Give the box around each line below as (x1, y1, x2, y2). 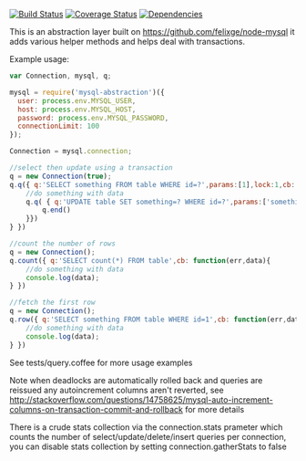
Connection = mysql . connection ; (9, 147, 132, 156)
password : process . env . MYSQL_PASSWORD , (17, 113, 169, 122)
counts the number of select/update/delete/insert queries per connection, (9, 431, 287, 442)
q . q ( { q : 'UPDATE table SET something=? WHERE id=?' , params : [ (25, 197, 267, 206)
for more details (185, 403, 245, 414)
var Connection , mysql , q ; (9, 71, 112, 80)
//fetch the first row (9, 298, 96, 308)
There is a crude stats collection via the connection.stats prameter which (9, 421, 283, 433)
